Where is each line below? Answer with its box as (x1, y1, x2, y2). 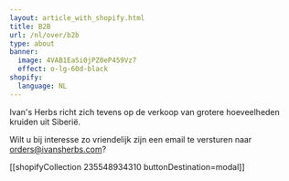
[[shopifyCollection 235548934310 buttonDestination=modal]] (9, 161, 245, 172)
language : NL (17, 81, 68, 90)
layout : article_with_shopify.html (9, 13, 145, 23)
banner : (9, 48, 39, 57)
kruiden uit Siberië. (9, 116, 80, 127)
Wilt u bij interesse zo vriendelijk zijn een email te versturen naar (9, 133, 252, 144)
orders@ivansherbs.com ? (9, 144, 107, 154)
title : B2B (9, 22, 51, 31)
